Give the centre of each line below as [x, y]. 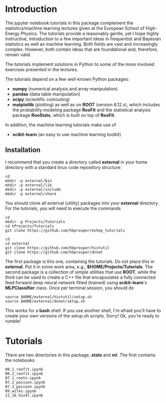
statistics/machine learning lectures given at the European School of [75, 28]
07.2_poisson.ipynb [25, 382]
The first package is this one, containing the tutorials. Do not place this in [80, 261]
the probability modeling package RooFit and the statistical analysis [82, 110]
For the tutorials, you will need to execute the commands [63, 208]
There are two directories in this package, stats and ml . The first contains [80, 355]
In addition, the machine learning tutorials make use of [61, 125]
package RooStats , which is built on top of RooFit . [64, 115]
